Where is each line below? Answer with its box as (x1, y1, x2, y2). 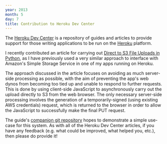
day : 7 (5, 16, 19, 21)
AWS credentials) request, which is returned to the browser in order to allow (5, 102, 161, 108)
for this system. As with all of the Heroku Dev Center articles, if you (16, 122, 155, 128)
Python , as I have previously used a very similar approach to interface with (5, 55, 159, 61)
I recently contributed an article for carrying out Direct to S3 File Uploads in (5, 50, 160, 56)
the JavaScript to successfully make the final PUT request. (5, 107, 126, 113)
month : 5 (5, 12, 23, 17)
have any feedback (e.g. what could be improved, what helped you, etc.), (5, 128, 156, 134)
